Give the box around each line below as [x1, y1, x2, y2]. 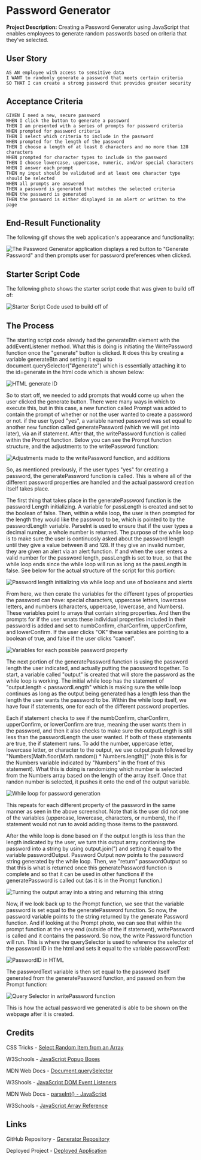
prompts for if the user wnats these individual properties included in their [6, 616, 186, 623]
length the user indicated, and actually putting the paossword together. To [6, 665, 189, 671]
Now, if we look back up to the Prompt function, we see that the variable [6, 900, 184, 907]
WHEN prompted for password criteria [6, 128, 100, 134]
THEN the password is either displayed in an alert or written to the [6, 196, 186, 202]
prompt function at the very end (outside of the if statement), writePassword [6, 926, 194, 932]
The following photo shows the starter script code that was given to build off [6, 285, 195, 292]
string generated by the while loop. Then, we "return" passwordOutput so [6, 858, 188, 865]
